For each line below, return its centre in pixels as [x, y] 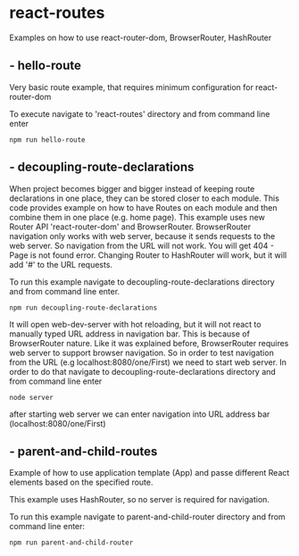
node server [31, 397]
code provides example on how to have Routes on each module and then [143, 207]
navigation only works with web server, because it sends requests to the [142, 236]
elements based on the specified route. [81, 482]
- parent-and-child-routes [83, 451]
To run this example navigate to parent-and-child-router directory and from [147, 517]
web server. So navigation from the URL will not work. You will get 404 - [142, 245]
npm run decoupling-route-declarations [83, 307]
